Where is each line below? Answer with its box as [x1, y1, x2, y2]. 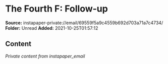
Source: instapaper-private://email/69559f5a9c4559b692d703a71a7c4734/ [5, 20, 163, 26]
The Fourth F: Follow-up [5, 3, 108, 15]
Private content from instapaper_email [5, 53, 85, 59]
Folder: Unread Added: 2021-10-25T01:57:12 [5, 25, 98, 31]
